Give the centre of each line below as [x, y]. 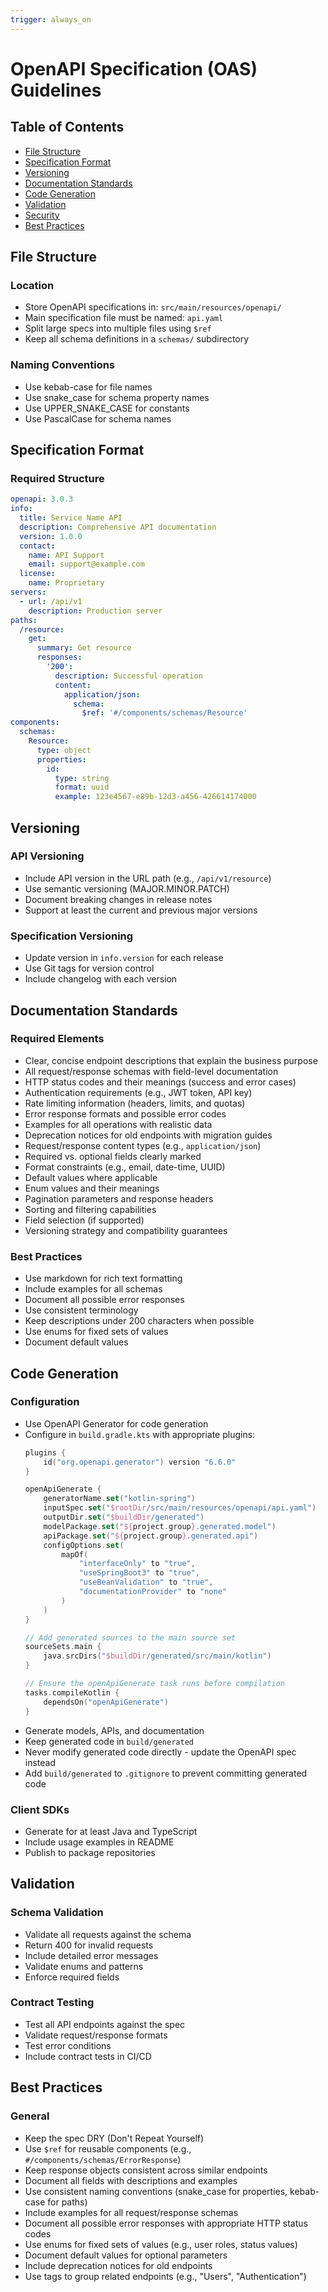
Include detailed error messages [91, 1955]
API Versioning [47, 856]
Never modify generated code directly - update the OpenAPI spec [160, 1752]
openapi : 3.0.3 [42, 499]
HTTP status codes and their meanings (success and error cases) [160, 1082]
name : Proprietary [66, 583]
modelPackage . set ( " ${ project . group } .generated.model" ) [160, 1526]
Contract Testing [52, 2003]
